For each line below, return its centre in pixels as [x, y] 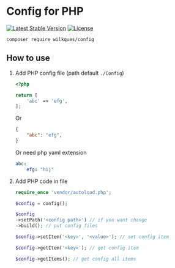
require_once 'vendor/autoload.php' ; [63, 192]
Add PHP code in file [41, 181]
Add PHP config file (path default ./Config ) [69, 73]
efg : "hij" [40, 169]
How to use [28, 58]
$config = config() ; [41, 203]
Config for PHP [45, 11]
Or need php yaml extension [51, 152]
